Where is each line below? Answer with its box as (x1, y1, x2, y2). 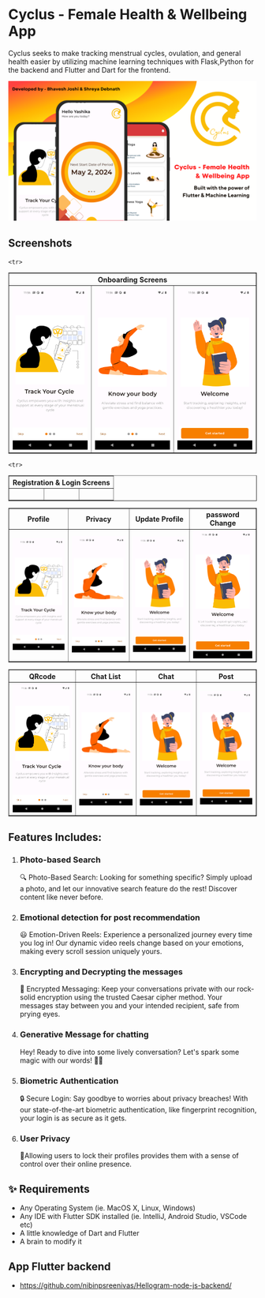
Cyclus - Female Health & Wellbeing (8, 6, 248, 24)
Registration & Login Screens (13, 478, 110, 487)
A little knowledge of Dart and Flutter (19, 1229, 140, 1238)
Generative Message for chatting (19, 1029, 149, 1040)
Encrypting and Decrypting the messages (19, 966, 183, 977)
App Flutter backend (8, 1259, 111, 1273)
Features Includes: (8, 831, 103, 844)
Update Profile (135, 514, 184, 523)
